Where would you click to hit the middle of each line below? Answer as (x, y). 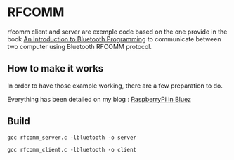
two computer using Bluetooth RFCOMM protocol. (80, 46)
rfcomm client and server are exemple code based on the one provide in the (117, 32)
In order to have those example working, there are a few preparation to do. (115, 86)
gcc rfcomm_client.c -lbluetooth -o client (72, 149)
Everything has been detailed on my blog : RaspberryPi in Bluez (99, 99)
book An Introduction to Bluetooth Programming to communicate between (114, 39)
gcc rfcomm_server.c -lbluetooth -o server (72, 138)
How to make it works (56, 68)
